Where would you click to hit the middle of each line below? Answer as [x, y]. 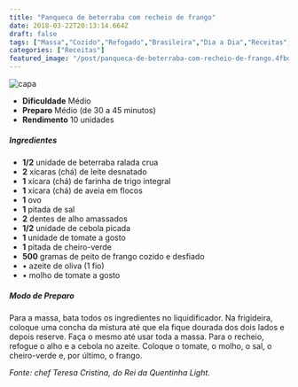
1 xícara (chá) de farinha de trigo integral [96, 181]
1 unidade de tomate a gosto [74, 237]
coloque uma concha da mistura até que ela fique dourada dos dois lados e [147, 327]
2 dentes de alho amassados [75, 219]
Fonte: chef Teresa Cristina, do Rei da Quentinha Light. [110, 372]
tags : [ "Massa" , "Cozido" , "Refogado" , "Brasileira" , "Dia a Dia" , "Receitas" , [150, 42]
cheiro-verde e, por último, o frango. [76, 355]
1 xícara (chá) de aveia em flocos [82, 190]
